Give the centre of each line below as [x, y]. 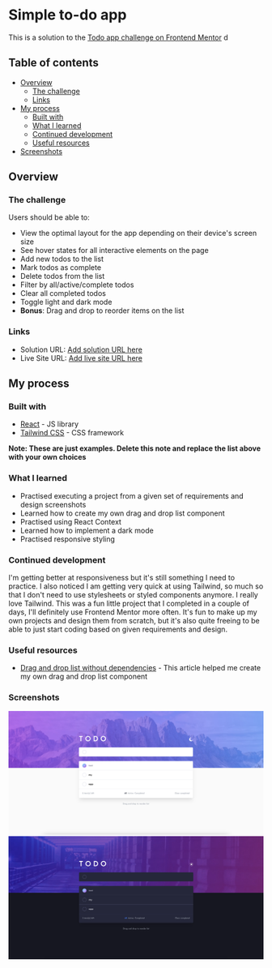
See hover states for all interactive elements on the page [114, 251]
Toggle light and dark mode [66, 302]
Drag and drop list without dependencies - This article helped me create [140, 668]
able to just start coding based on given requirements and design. [118, 629]
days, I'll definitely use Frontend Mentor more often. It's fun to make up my [133, 612]
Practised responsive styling [68, 539]
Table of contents [53, 63]
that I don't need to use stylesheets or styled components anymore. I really [134, 595]
